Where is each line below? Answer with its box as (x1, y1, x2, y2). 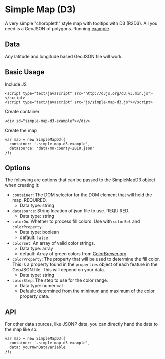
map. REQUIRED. (12, 197, 47, 203)
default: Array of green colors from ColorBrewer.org (19, 251, 127, 257)
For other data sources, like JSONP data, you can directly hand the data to (5, 321, 158, 327)
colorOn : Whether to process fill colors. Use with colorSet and (12, 218, 140, 224)
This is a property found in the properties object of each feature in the (12, 261, 158, 267)
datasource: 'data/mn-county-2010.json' (9, 146, 95, 151)
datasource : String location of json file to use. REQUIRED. (12, 208, 130, 214)
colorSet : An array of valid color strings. (12, 240, 95, 246)
